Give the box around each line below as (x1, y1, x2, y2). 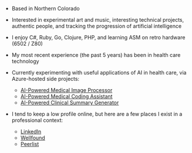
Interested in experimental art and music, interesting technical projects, (11, 16, 184, 23)
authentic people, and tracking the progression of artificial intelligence (11, 23, 182, 29)
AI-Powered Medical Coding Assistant (20, 93, 113, 100)
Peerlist (20, 141, 39, 147)
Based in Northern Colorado (11, 5, 80, 12)
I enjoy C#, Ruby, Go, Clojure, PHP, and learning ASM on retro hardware (11, 34, 186, 40)
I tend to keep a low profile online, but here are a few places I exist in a (11, 111, 183, 117)
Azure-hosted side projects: (11, 76, 80, 82)
